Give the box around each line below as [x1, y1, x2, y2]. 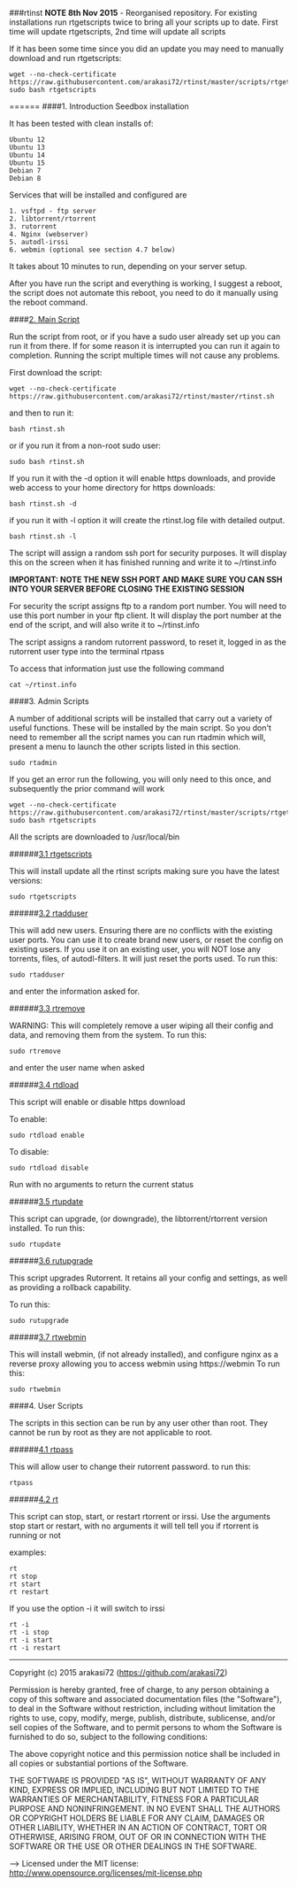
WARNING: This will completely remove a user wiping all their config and [9, 1020, 274, 1031]
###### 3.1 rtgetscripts [9, 849, 93, 859]
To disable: [9, 1147, 49, 1156]
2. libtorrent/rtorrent [9, 214, 97, 223]
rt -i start [9, 1636, 53, 1644]
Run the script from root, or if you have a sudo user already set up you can [9, 331, 281, 342]
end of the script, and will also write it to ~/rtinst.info [9, 620, 201, 630]
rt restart [9, 1588, 49, 1597]
